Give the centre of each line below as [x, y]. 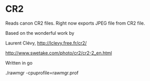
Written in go [19, 63]
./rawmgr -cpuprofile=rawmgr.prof [42, 73]
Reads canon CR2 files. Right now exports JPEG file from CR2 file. [75, 23]
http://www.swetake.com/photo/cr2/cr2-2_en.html [59, 53]
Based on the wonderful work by [40, 33]
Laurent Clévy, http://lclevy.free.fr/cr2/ [46, 43]
